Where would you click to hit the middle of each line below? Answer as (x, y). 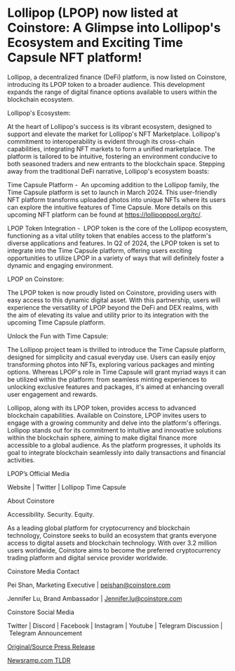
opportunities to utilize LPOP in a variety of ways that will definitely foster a (116, 258)
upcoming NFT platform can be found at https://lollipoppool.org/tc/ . (105, 215)
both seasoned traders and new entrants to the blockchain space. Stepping (116, 163)
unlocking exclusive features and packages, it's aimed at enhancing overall (116, 386)
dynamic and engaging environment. (60, 265)
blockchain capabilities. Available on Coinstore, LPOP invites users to (107, 415)
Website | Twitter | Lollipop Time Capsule (67, 487)
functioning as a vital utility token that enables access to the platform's (109, 236)
